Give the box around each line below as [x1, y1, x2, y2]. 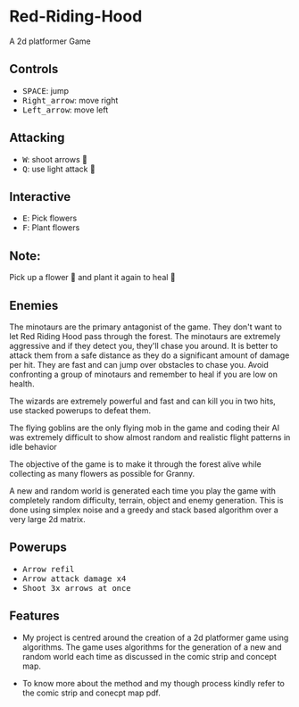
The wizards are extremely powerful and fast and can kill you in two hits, [9, 395, 277, 406]
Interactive [9, 189, 71, 204]
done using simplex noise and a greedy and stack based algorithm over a [9, 504, 278, 515]
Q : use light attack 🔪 [21, 163, 96, 174]
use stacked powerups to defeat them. [9, 405, 152, 416]
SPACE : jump [21, 85, 70, 96]
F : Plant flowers [21, 222, 80, 233]
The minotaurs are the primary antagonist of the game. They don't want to [9, 321, 283, 332]
